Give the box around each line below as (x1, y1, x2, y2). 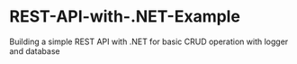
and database (9, 45, 60, 56)
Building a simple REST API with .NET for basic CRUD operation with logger (9, 36, 289, 47)
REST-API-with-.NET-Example (9, 6, 241, 27)
